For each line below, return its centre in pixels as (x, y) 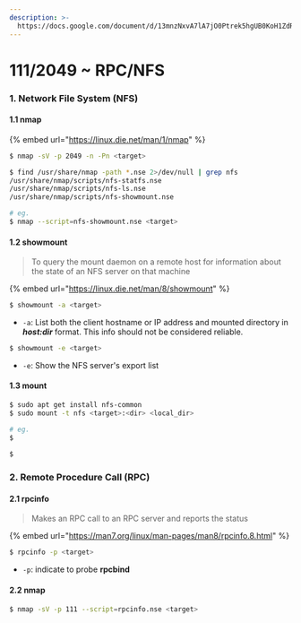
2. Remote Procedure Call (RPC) (80, 478)
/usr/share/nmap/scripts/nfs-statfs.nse (86, 180)
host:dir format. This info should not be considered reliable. (133, 332)
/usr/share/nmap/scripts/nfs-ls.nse (77, 189)
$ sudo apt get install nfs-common (76, 405)
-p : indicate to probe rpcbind (76, 569)
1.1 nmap (26, 120)
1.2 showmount (39, 242)
